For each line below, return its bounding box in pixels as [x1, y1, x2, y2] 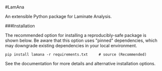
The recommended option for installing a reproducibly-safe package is [5, 33, 147, 38]
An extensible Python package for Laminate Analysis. [5, 14, 112, 19]
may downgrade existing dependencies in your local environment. [5, 43, 137, 48]
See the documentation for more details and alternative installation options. [5, 61, 156, 66]
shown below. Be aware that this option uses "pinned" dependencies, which [5, 37, 158, 43]
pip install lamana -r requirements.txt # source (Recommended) [5, 52, 147, 57]
